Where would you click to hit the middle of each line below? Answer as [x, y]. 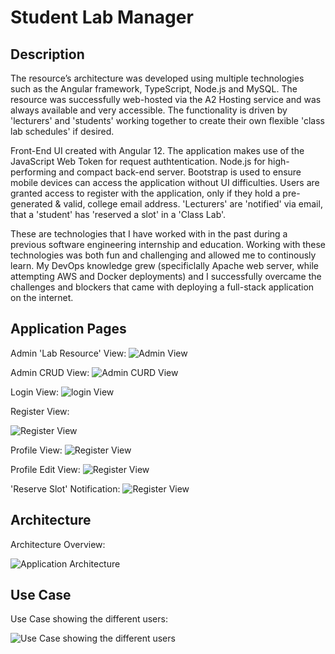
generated [31, 204]
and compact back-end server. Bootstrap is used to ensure [180, 172]
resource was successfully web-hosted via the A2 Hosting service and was [166, 99]
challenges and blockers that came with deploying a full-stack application [162, 287]
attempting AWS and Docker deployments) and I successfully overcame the [166, 276]
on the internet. [42, 297]
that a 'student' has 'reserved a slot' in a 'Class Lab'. [118, 214]
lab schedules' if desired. [62, 131]
